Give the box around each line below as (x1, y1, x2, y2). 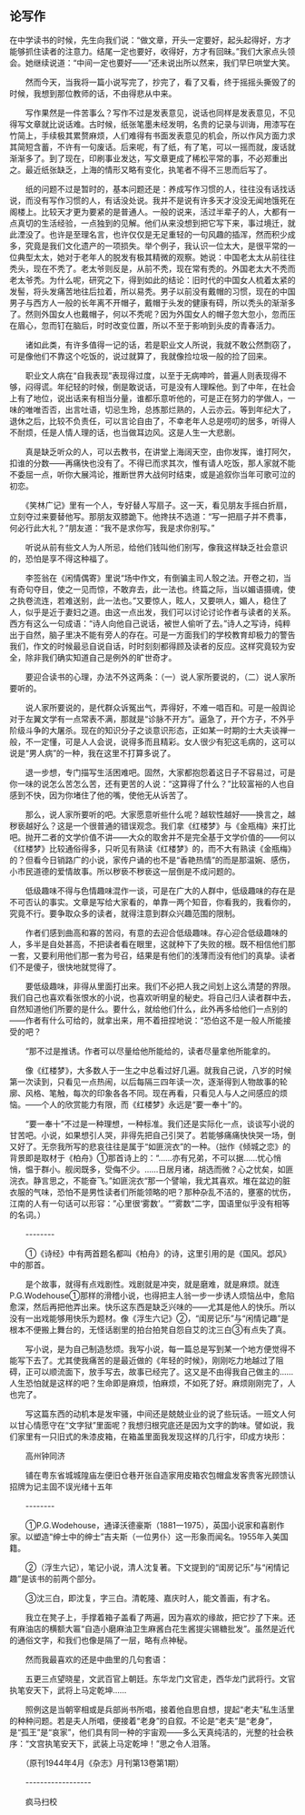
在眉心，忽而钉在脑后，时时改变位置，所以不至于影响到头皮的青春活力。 (9, 319, 280, 330)
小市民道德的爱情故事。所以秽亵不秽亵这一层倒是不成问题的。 (9, 865, 241, 876)
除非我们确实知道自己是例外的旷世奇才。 (25, 651, 177, 662)
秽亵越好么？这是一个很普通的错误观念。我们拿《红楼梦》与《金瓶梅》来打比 (9, 820, 296, 831)
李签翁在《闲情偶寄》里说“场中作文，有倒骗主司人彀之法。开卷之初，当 (25, 572, 292, 583)
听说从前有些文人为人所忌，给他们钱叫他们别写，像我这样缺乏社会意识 (25, 541, 288, 552)
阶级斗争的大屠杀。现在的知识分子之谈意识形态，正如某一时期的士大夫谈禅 (9, 724, 288, 735)
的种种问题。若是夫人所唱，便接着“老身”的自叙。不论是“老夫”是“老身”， (9, 1715, 277, 1726)
